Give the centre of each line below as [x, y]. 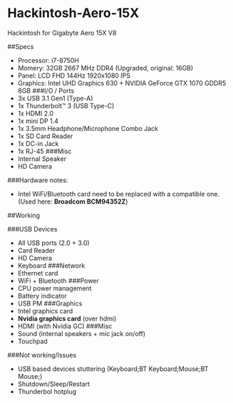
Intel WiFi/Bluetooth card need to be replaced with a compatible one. [119, 194]
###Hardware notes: [38, 180]
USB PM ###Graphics [50, 303]
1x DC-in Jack [38, 143]
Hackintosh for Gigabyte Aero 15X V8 [62, 33]
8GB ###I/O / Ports [46, 90]
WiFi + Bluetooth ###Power [58, 281]
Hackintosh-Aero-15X [73, 13]
